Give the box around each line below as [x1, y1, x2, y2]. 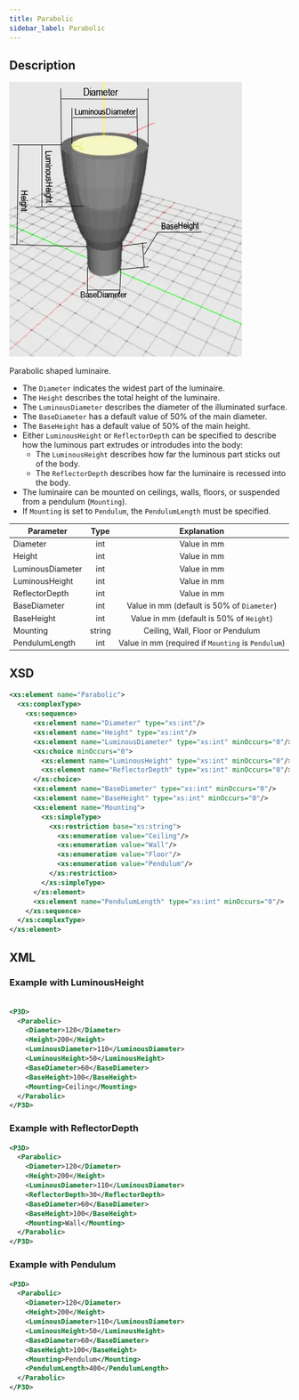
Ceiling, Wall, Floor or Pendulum [143, 625, 261, 635]
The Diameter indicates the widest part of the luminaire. [21, 383, 225, 393]
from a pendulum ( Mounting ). [21, 497, 127, 507]
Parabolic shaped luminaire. [9, 366, 111, 376]
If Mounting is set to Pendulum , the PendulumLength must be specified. [21, 506, 271, 516]
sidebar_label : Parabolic [9, 23, 105, 33]
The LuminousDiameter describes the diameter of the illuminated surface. [21, 401, 287, 413]
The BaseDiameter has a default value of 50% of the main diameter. [21, 411, 268, 422]
